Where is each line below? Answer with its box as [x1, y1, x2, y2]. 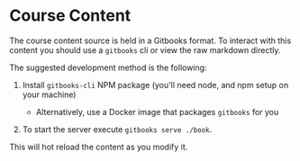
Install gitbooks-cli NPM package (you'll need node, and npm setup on [22, 79, 289, 90]
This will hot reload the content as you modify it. [9, 141, 188, 152]
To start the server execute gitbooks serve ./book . [22, 123, 213, 135]
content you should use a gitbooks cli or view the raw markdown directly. [9, 44, 281, 55]
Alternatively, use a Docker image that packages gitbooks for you [35, 106, 279, 117]
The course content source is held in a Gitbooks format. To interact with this [9, 35, 292, 46]
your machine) [22, 89, 77, 100]
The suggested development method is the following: [9, 62, 207, 73]
